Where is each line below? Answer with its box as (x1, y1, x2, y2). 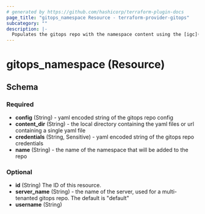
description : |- (6, 26, 48, 32)
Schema (6, 81, 38, 92)
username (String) (15, 201, 62, 209)
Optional (6, 168, 32, 176)
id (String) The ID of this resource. (15, 182, 102, 189)
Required (6, 100, 34, 108)
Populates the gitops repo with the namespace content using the (12, 32, 182, 38)
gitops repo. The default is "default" (38, 195, 129, 202)
